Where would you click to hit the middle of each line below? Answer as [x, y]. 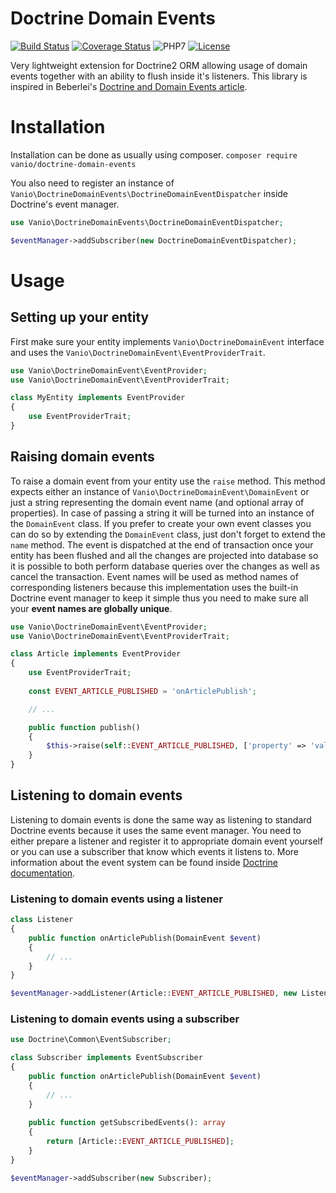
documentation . [43, 873]
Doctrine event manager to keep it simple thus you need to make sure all [159, 598]
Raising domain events [82, 457]
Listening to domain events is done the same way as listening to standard [161, 819]
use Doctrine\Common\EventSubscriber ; [91, 1040]
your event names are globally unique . [91, 608]
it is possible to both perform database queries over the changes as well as [165, 566]
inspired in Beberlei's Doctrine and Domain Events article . [129, 86]
